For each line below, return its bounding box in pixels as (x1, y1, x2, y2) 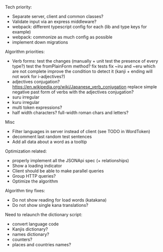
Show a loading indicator (12, 163, 62, 168)
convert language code (12, 221, 59, 227)
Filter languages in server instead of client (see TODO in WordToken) (12, 129, 150, 134)
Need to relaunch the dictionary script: (5, 212, 83, 218)
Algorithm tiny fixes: (5, 188, 45, 193)
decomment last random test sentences (12, 134, 92, 139)
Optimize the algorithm (12, 178, 58, 184)
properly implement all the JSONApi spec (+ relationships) (12, 158, 129, 163)
